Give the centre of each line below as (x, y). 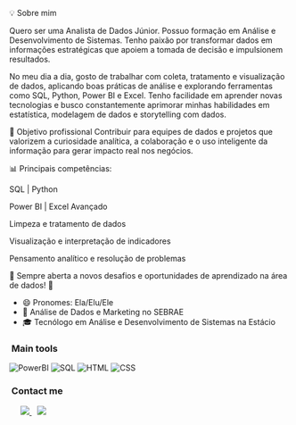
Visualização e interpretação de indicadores (90, 241)
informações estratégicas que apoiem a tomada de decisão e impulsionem (146, 50)
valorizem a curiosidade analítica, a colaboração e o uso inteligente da (139, 141)
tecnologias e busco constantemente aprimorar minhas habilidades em (140, 105)
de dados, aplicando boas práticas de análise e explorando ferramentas (141, 86)
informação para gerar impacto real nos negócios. (101, 150)
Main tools (34, 348)
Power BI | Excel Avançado (58, 206)
